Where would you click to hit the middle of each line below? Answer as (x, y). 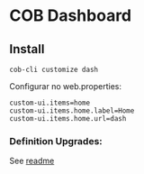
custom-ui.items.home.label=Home (72, 111)
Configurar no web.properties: (66, 86)
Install (27, 49)
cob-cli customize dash (54, 69)
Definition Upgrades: (56, 141)
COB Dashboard (71, 16)
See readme (32, 161)
